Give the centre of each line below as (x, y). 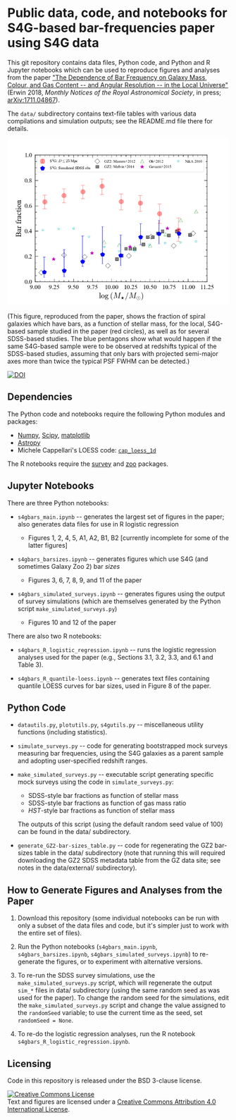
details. (18, 128)
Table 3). (30, 665)
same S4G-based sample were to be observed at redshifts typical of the (112, 346)
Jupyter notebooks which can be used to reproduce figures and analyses (114, 70)
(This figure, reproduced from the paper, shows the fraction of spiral (106, 316)
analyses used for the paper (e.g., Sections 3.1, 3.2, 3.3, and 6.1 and (115, 657)
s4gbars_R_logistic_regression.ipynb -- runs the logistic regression (117, 649)
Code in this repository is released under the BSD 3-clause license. (105, 1081)
